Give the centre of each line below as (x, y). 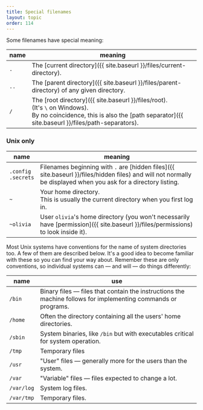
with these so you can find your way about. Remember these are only (93, 259)
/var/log (22, 388)
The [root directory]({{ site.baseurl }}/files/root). (100, 100)
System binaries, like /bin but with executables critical (117, 333)
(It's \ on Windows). (60, 108)
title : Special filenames (39, 12)
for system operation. (70, 341)
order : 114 (20, 23)
